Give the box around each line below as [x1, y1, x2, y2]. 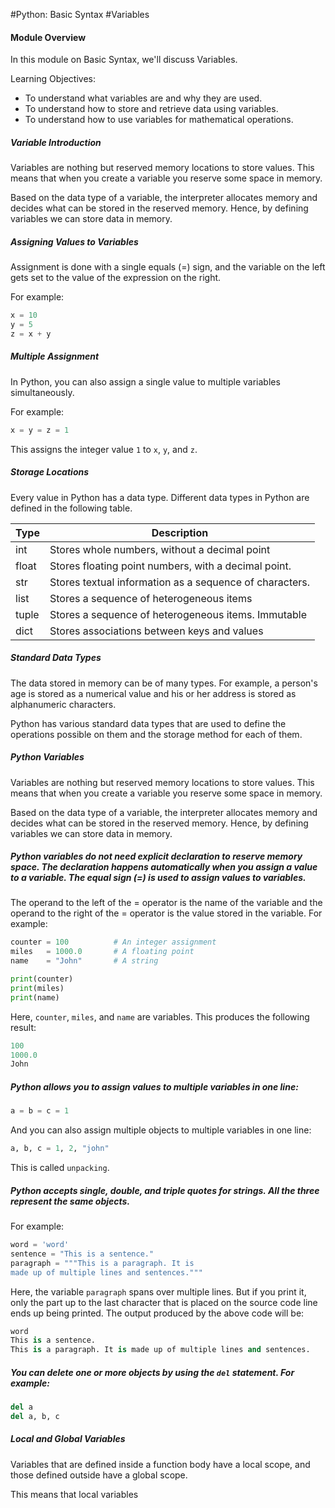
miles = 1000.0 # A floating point [10, 947, 195, 957]
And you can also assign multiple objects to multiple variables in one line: [10, 1124, 312, 1136]
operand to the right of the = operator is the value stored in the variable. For [10, 907, 323, 919]
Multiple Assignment [10, 350, 100, 363]
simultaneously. [10, 386, 75, 398]
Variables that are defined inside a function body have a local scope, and [10, 1458, 311, 1470]
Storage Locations [10, 466, 90, 478]
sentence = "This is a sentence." [10, 1249, 155, 1259]
